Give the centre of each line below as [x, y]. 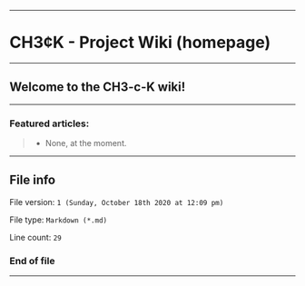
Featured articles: [49, 123]
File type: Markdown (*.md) [58, 220]
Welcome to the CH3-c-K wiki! [98, 87]
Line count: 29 [35, 237]
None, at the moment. [86, 143]
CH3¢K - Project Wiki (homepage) [140, 43]
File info [33, 180]
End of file [32, 261]
